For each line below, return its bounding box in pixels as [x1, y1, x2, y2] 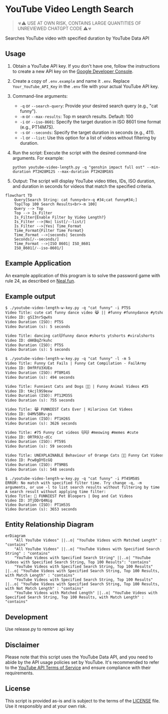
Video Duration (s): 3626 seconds [5, 421, 77, 426]
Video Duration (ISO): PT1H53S [5, 502, 70, 507]
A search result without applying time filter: [5, 489, 106, 494]
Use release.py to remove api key [5, 626, 74, 632]
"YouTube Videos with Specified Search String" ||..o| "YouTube [14, 555, 151, 561]
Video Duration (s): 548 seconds [5, 467, 75, 472]
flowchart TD [5, 193, 32, 198]
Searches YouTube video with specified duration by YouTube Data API [5, 35, 149, 41]
